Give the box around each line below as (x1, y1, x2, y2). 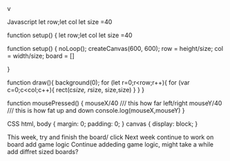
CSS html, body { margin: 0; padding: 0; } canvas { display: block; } (7, 120, 198, 128)
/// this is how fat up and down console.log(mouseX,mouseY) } (7, 107, 185, 114)
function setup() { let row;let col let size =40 (7, 31, 133, 39)
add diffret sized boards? (7, 148, 79, 155)
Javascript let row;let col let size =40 (7, 18, 113, 25)
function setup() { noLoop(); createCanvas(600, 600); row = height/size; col (7, 45, 223, 52)
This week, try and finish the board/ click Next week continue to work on (7, 133, 214, 141)
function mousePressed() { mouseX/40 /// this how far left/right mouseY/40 (7, 99, 222, 107)
